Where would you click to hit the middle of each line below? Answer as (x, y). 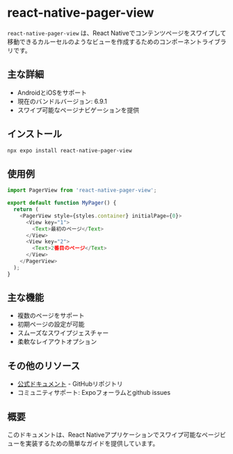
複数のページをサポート (51, 315)
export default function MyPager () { (62, 203)
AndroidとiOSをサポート (52, 93)
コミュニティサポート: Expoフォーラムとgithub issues (94, 393)
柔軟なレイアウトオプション (57, 342)
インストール (35, 134)
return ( (26, 210)
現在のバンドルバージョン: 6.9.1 (62, 101)
